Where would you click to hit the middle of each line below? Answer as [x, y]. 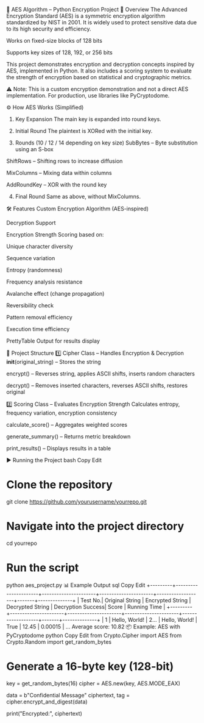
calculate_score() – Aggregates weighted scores [67, 425]
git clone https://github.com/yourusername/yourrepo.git [77, 501]
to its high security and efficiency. [49, 29]
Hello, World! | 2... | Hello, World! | [155, 619]
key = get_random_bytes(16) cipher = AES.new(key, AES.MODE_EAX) [93, 683]
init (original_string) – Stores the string [54, 362]
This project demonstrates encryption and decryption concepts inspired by [100, 64]
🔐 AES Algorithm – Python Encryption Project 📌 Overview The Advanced [97, 9]
